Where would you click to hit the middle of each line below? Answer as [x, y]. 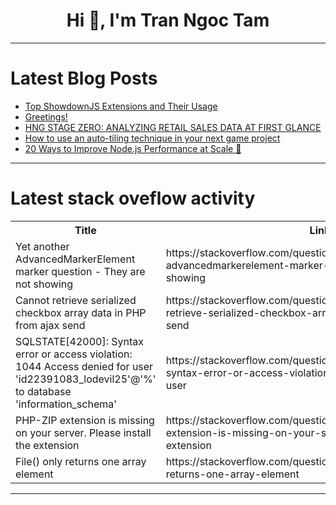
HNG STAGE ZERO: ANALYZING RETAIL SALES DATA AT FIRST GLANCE [173, 127]
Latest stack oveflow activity [133, 198]
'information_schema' [66, 404]
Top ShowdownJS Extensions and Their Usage [121, 106]
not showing [44, 284]
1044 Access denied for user [84, 366]
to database [43, 391]
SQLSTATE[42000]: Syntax [80, 341]
